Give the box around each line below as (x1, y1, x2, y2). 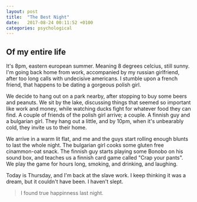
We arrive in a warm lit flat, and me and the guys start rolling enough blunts (6, 135, 188, 143)
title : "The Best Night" (6, 14, 69, 20)
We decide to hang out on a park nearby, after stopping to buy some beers (6, 92, 187, 100)
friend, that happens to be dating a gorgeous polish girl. (6, 81, 141, 88)
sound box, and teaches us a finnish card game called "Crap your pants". (6, 154, 183, 161)
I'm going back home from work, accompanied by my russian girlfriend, (6, 69, 180, 76)
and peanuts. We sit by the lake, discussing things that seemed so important (6, 99, 191, 106)
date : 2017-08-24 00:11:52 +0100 (6, 19, 94, 25)
